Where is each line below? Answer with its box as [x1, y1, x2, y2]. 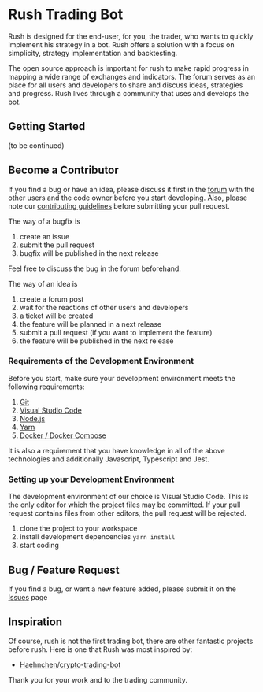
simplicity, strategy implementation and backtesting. [8, 48, 178, 57]
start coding [19, 541, 59, 550]
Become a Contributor [8, 164, 120, 177]
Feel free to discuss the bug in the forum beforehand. [8, 264, 181, 273]
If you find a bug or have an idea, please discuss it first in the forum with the [8, 184, 255, 194]
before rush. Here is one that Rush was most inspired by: [8, 644, 193, 654]
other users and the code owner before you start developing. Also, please [8, 193, 248, 202]
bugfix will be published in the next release [19, 248, 159, 257]
